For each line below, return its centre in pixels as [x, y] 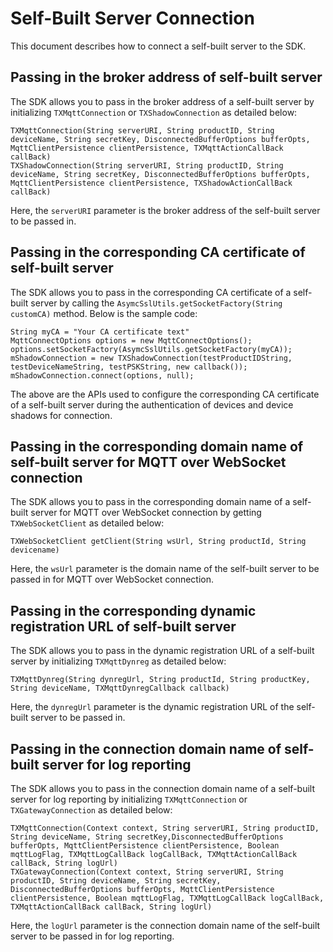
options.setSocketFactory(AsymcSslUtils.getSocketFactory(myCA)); [151, 349]
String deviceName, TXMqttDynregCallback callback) [120, 688]
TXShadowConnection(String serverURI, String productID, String [147, 165]
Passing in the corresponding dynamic [133, 610]
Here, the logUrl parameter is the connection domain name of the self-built [165, 925]
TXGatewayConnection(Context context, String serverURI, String [147, 872]
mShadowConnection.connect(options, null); [102, 375]
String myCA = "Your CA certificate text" [100, 332]
